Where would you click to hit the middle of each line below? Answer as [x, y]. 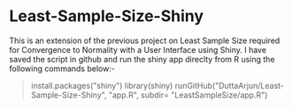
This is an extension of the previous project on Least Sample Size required [145, 40]
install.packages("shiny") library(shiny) [102, 85]
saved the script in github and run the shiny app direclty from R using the [142, 59]
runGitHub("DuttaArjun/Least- [230, 85]
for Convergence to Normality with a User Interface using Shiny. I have [138, 49]
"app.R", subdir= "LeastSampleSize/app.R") [188, 95]
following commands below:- [62, 69]
